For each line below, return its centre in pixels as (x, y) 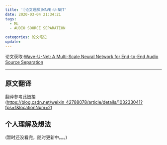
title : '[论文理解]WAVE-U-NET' (36, 10)
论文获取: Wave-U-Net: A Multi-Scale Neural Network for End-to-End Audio (82, 56)
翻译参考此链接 (20, 96)
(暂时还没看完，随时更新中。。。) (36, 137)
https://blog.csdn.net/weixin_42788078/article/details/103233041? (75, 102)
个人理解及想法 (28, 124)
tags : (11, 19)
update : (13, 42)
